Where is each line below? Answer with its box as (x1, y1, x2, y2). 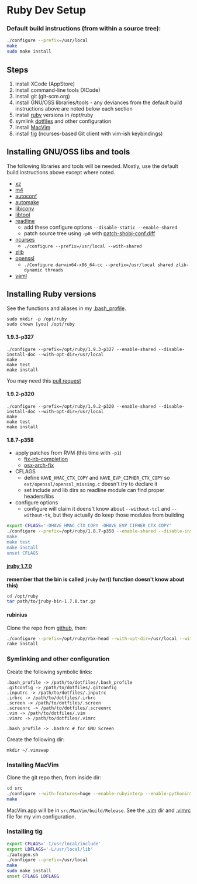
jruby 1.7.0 (6, 563, 32, 569)
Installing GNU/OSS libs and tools (6, 147, 130, 157)
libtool (15, 211, 30, 218)
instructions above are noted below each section (15, 105, 133, 112)
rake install (6, 641, 39, 647)
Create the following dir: (6, 735, 65, 743)
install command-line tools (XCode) (15, 86, 101, 94)
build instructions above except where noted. (6, 168, 116, 176)
